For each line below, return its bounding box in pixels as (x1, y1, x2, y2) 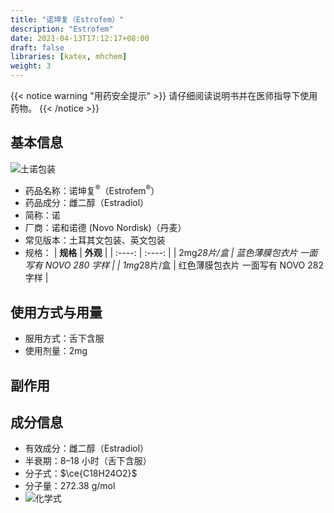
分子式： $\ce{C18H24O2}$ (24, 467, 138, 480)
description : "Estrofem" (10, 24, 114, 34)
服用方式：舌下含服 (24, 332, 105, 345)
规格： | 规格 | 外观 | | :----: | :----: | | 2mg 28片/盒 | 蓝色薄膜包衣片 (24, 247, 298, 259)
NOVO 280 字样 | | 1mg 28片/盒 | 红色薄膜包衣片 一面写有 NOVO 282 (44, 259, 324, 271)
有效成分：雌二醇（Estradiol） (24, 442, 150, 455)
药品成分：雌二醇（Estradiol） (24, 197, 150, 209)
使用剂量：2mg (24, 345, 88, 357)
